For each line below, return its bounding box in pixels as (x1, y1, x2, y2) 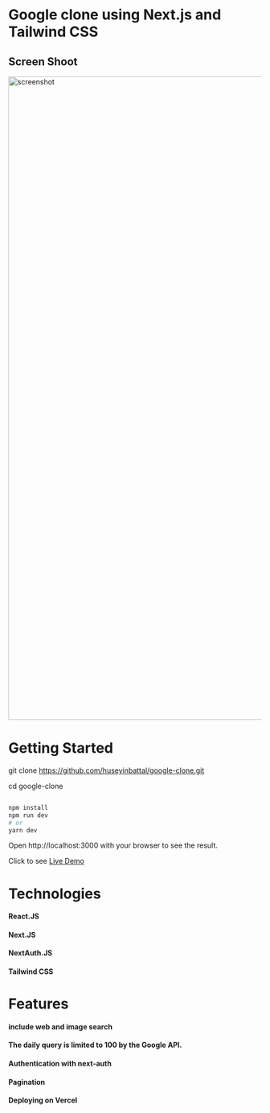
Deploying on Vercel (8, 1095, 78, 1105)
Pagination (8, 1077, 46, 1086)
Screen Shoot (8, 55, 78, 68)
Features (8, 995, 69, 1013)
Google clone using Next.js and (8, 6, 222, 24)
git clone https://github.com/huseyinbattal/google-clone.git (8, 766, 205, 775)
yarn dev (8, 826, 38, 834)
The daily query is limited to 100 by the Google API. (8, 1040, 182, 1050)
